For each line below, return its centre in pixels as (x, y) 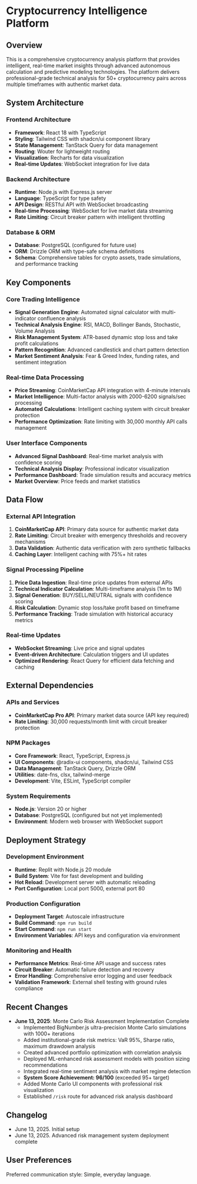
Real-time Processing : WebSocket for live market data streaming (94, 211)
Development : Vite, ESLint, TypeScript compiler (73, 781)
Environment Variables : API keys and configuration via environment (97, 935)
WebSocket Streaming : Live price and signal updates (80, 648)
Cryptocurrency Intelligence (77, 11)
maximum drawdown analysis (59, 1046)
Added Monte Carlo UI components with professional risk (93, 1084)
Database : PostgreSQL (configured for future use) (76, 245)
